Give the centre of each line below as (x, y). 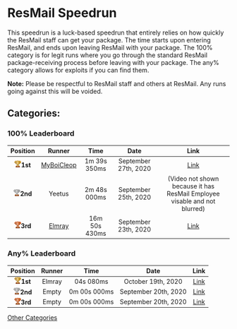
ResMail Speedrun (62, 13)
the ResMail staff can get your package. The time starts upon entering (109, 40)
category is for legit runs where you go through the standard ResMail (108, 55)
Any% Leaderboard (42, 253)
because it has (193, 186)
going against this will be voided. (55, 91)
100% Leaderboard (41, 133)
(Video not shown (193, 179)
